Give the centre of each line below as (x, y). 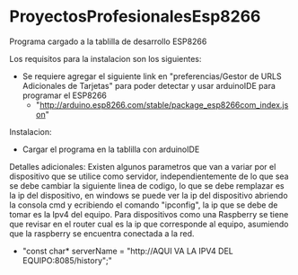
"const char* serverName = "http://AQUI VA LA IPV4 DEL (127, 251)
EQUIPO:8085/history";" (67, 260)
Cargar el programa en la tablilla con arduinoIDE (111, 149)
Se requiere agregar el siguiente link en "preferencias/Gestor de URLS (152, 76)
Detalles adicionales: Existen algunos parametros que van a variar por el (143, 166)
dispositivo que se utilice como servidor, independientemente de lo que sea (149, 176)
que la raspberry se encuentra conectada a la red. (102, 233)
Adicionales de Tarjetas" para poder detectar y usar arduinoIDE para (149, 85)
